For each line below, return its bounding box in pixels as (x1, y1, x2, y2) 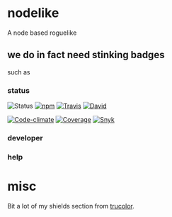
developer (7, 133, 44, 143)
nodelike (7, 5, 59, 21)
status (7, 85, 30, 95)
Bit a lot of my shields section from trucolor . (7, 201, 134, 210)
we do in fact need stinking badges (7, 49, 165, 61)
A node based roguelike (7, 28, 77, 37)
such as (7, 67, 30, 76)
